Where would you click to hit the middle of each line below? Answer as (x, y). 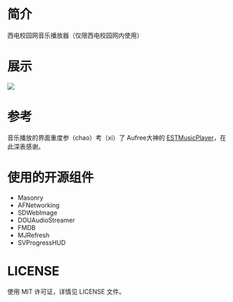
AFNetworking (38, 205)
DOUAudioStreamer (46, 220)
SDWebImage (37, 212)
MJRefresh (33, 235)
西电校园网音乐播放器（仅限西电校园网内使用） (75, 35)
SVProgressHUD (42, 242)
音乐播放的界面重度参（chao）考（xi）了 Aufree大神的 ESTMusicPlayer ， (114, 138)
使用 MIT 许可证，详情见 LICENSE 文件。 (66, 291)
